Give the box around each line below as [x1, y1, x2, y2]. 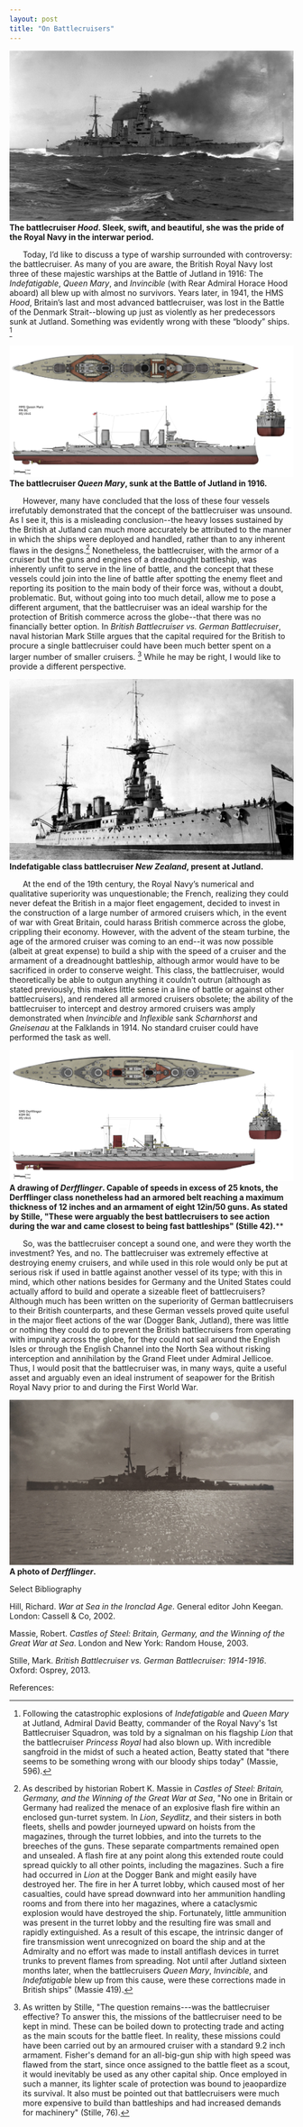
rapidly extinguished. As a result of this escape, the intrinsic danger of [22, 1927, 284, 1938]
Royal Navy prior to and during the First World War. [9, 1381, 198, 1392]
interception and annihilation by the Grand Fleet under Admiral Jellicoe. [9, 1352, 274, 1363]
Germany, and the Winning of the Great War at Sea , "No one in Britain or [22, 1792, 293, 1803]
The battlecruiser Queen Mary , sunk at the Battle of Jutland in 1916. [9, 478, 268, 489]
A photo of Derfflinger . [9, 1566, 96, 1577]
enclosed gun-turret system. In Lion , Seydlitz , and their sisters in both [22, 1812, 282, 1822]
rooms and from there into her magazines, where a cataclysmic [22, 1898, 259, 1909]
